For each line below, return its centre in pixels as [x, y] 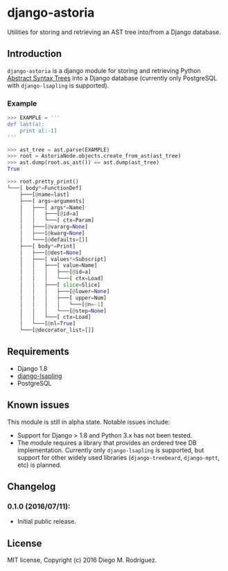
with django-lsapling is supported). [58, 85]
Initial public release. [46, 522]
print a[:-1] [38, 131]
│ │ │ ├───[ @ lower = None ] [65, 291]
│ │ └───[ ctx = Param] [57, 220]
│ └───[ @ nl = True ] [48, 324]
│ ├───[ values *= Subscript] [63, 259]
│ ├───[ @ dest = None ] [51, 253]
